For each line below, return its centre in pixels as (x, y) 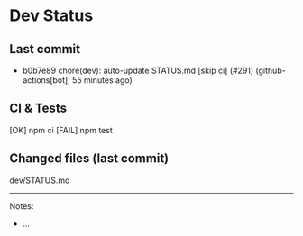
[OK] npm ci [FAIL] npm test (61, 130)
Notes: (22, 206)
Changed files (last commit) (89, 159)
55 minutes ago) (102, 80)
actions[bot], (46, 80)
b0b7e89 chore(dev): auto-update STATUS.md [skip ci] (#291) (138, 70)
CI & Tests (38, 109)
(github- (271, 70)
